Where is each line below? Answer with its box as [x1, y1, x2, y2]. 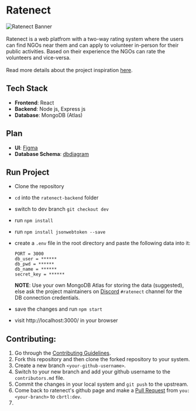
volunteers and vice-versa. [6, 54, 71, 61]
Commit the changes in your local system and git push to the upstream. [14, 381, 188, 388]
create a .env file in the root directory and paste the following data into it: [14, 240, 191, 247]
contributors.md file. [14, 375, 65, 382]
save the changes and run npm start [14, 305, 102, 313]
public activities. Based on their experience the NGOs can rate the [6, 47, 166, 55]
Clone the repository [14, 183, 64, 190]
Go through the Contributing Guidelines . [14, 349, 111, 356]
